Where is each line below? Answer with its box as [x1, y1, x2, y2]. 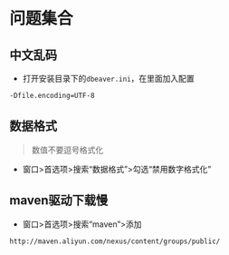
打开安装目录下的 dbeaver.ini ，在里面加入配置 [22, 74, 195, 83]
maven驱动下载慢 [9, 192, 109, 209]
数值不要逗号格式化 [31, 144, 104, 155]
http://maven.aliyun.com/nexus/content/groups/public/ [9, 237, 221, 246]
